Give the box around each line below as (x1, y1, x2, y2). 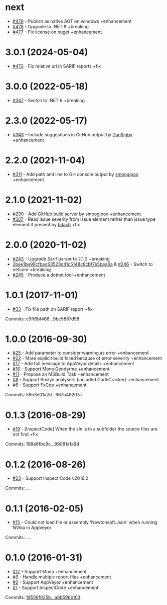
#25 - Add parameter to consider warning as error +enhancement (12, 350, 149, 356)
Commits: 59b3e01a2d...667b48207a (5, 392, 82, 398)
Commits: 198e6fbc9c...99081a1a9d (5, 441, 79, 447)
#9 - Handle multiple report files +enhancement (12, 574, 111, 580)
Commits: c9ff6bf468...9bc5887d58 (5, 316, 80, 322)
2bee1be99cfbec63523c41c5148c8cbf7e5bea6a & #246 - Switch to (12, 261, 153, 267)
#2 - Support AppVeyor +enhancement (12, 579, 93, 585)
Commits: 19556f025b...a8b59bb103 (5, 594, 81, 600)
